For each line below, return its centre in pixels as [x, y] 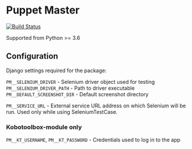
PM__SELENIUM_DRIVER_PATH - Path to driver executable [71, 88]
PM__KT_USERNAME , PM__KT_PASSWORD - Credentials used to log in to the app [93, 140]
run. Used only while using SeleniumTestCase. [62, 111]
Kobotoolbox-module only [44, 127]
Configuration [32, 56]
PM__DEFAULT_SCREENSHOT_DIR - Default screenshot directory [77, 94]
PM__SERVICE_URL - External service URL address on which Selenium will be [96, 106]
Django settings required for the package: [56, 70]
